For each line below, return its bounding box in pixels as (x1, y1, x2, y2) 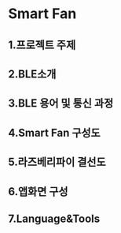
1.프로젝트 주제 (8, 38, 76, 51)
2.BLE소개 (8, 67, 57, 81)
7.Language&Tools (8, 212, 101, 225)
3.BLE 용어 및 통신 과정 (8, 96, 114, 111)
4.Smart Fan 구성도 (8, 126, 101, 139)
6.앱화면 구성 (8, 185, 68, 198)
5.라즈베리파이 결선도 (8, 156, 106, 169)
